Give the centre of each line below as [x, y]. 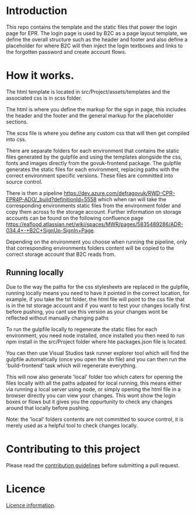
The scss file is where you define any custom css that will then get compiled [98, 133]
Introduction [37, 11]
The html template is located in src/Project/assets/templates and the [88, 91]
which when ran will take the [132, 199]
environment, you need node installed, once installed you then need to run [95, 335]
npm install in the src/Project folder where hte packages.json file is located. [97, 341]
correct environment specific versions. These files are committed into [90, 175]
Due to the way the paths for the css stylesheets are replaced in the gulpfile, [98, 287]
